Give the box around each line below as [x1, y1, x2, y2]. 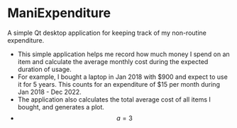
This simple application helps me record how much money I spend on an [17, 50, 231, 58]
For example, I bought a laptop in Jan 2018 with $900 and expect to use [17, 73, 228, 81]
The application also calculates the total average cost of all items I [17, 95, 211, 104]
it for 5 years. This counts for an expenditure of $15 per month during [17, 80, 220, 88]
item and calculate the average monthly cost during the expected [17, 57, 209, 65]
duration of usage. [17, 65, 72, 73]
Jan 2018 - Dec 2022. [17, 87, 82, 96]
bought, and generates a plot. [17, 102, 105, 111]
